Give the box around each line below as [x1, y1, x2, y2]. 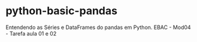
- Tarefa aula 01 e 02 [5, 30, 57, 37]
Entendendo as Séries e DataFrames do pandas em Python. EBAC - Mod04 [5, 24, 191, 31]
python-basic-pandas [5, 4, 118, 18]
